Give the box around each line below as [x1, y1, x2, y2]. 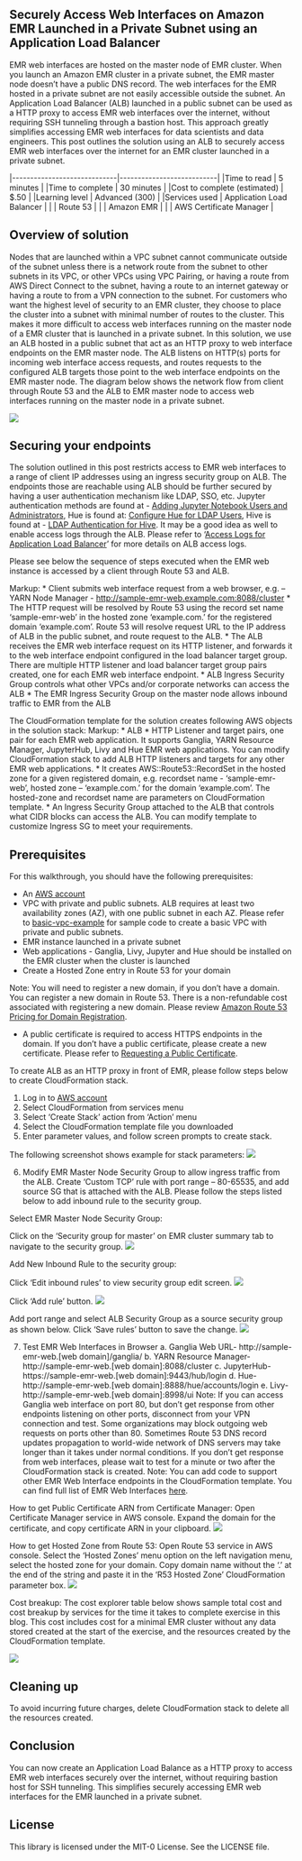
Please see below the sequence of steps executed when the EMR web [9, 556, 270, 567]
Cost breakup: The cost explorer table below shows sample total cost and [9, 1598, 282, 1609]
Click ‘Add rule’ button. [9, 1296, 93, 1306]
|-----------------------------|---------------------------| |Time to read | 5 [9, 172, 284, 183]
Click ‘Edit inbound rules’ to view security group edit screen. [9, 1278, 233, 1288]
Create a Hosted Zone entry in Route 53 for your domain [22, 965, 231, 976]
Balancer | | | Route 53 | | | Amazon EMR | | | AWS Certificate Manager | [9, 201, 274, 212]
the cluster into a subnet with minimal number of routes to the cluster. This [9, 308, 285, 319]
